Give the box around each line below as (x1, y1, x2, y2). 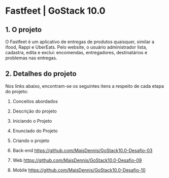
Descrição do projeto (12, 108, 57, 114)
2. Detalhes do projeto (5, 69, 77, 78)
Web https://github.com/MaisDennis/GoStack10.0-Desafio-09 (12, 157, 142, 163)
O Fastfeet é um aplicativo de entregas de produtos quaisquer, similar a (5, 39, 155, 45)
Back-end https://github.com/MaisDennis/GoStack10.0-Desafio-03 (12, 147, 153, 153)
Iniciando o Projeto (12, 118, 52, 124)
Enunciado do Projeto (12, 127, 58, 134)
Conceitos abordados (12, 98, 58, 104)
